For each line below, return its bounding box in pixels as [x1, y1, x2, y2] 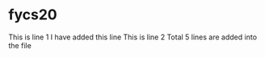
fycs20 [8, 6, 58, 24]
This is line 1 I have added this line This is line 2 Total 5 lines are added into [8, 32, 257, 42]
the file [8, 40, 32, 50]
